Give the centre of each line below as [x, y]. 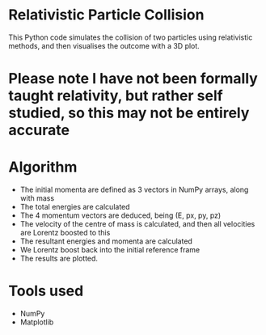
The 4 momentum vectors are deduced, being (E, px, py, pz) [120, 215]
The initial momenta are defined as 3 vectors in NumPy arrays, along [134, 190]
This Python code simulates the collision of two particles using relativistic [131, 37]
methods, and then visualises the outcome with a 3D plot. [104, 45]
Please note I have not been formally [133, 79]
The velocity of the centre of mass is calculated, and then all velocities [137, 224]
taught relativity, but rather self [116, 96]
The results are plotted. [59, 259]
